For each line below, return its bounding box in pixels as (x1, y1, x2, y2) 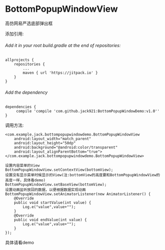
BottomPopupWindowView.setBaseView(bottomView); (5, 182, 107, 187)
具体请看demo (5, 240, 34, 246)
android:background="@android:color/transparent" (14, 145, 118, 150)
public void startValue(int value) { (14, 200, 92, 205)
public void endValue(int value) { (14, 218, 87, 222)
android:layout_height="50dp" (14, 141, 76, 146)
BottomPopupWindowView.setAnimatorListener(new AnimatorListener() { (5, 192, 151, 197)
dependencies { (5, 105, 36, 110)
